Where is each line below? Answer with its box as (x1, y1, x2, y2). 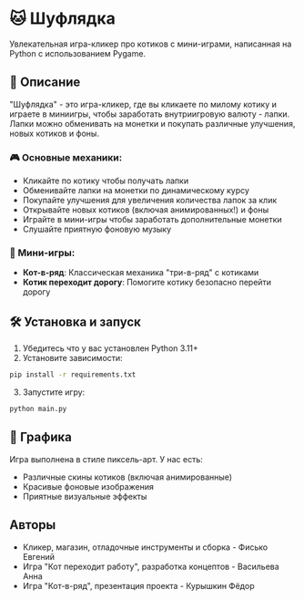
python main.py (9, 405, 67, 414)
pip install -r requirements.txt (9, 370, 137, 379)
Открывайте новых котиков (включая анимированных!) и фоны (22, 204, 269, 215)
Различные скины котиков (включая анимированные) (22, 471, 233, 482)
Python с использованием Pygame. (9, 47, 147, 58)
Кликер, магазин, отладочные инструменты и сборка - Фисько (22, 542, 269, 553)
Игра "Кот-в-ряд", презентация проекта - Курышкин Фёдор (22, 580, 255, 591)
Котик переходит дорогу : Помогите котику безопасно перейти (22, 277, 271, 288)
